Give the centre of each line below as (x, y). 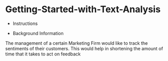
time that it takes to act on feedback (43, 54)
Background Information (38, 33)
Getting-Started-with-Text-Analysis (83, 9)
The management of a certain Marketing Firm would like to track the (77, 43)
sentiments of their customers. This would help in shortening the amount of (84, 48)
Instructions (25, 23)
